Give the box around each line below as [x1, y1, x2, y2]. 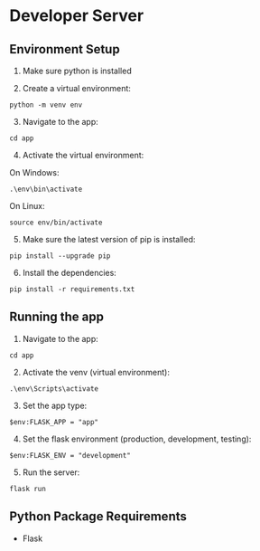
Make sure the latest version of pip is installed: [22, 234, 196, 244]
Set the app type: [22, 400, 88, 411]
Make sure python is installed [22, 65, 133, 76]
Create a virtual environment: [22, 83, 131, 93]
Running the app [9, 309, 104, 325]
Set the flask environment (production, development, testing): [22, 433, 252, 444]
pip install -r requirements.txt [9, 285, 135, 294]
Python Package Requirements [9, 508, 188, 525]
